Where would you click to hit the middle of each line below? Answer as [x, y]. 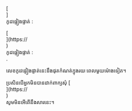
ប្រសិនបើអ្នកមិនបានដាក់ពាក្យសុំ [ [38, 83]
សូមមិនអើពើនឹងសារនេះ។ [30, 102]
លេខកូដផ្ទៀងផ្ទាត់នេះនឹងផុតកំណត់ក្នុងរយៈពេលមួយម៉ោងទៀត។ [66, 70]
